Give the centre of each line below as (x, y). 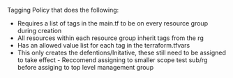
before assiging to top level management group (85, 67)
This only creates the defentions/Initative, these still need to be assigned (122, 52)
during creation (39, 31)
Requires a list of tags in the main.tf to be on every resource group (112, 23)
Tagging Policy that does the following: (63, 10)
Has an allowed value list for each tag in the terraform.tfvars (104, 45)
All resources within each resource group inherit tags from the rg (111, 38)
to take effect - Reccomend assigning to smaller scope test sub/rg (112, 60)
